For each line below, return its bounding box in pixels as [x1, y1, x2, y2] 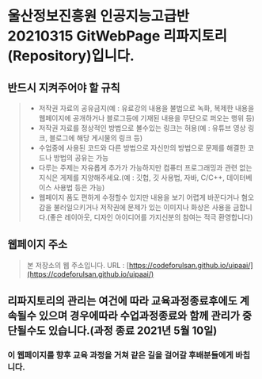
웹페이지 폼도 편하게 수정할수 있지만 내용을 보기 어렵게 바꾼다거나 [38, 193, 240, 202]
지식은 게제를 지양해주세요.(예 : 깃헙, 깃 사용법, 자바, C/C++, [38, 173, 225, 182]
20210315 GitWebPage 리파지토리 [7, 27, 227, 45]
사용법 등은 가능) [53, 183, 105, 192]
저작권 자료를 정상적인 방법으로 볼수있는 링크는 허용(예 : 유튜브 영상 [38, 124, 246, 132]
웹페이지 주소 [7, 238, 68, 251]
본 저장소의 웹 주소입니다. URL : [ [26, 260, 130, 270]
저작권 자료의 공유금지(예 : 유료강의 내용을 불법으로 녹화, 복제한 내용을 [38, 104, 255, 113]
